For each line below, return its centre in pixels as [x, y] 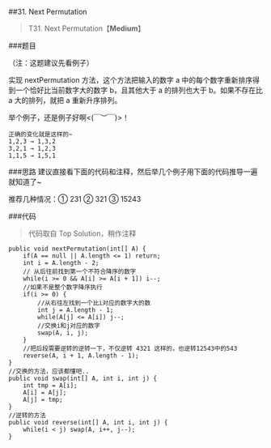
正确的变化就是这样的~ [40, 134]
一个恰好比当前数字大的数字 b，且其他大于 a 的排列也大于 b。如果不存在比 [139, 90]
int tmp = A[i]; [51, 386]
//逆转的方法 [27, 416]
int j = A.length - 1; [76, 310]
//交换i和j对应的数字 [69, 326]
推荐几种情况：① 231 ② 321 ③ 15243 [75, 199]
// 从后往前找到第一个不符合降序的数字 [80, 271]
